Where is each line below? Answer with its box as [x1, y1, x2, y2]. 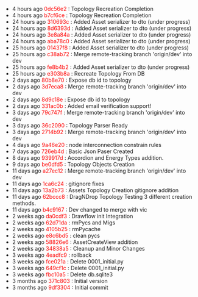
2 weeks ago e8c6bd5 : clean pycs [12, 232, 101, 239]
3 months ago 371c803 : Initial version [12, 277, 108, 284]
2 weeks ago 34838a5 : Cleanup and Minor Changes [12, 245, 145, 252]
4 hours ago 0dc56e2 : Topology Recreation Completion [12, 5, 154, 12]
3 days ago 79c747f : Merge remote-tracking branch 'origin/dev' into [12, 109, 185, 116]
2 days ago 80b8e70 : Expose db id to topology [12, 76, 132, 84]
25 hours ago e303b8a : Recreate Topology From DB [12, 70, 145, 77]
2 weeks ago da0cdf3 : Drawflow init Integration [12, 213, 133, 220]
